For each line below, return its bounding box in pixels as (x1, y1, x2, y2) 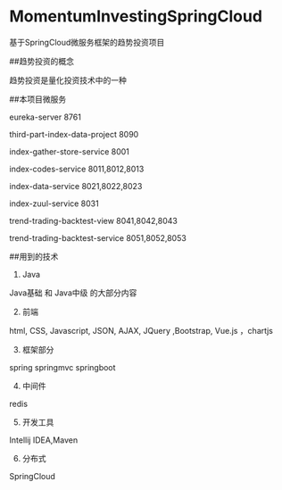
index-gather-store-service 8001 (9, 145, 129, 157)
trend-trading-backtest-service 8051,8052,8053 (9, 232, 187, 243)
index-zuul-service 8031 (9, 198, 100, 209)
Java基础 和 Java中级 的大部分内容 (9, 287, 137, 298)
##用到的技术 (9, 251, 59, 262)
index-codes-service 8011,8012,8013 (9, 163, 145, 174)
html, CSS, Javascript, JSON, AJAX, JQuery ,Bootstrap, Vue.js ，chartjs (9, 325, 274, 336)
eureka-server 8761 (9, 112, 82, 122)
